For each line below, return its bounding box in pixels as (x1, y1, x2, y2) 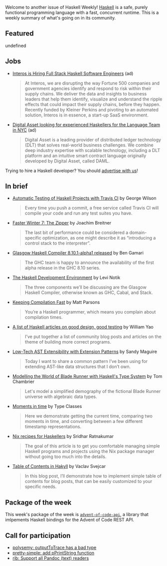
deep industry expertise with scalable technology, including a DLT (24, 147, 161, 153)
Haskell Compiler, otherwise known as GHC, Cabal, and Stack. (24, 289, 153, 295)
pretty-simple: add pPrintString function (12, 550, 95, 556)
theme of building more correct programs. (24, 339, 111, 345)
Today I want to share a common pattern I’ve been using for (24, 358, 148, 364)
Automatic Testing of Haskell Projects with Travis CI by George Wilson (12, 195, 157, 201)
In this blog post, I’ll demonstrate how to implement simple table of (24, 473, 162, 479)
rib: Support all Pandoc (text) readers (12, 555, 89, 561)
